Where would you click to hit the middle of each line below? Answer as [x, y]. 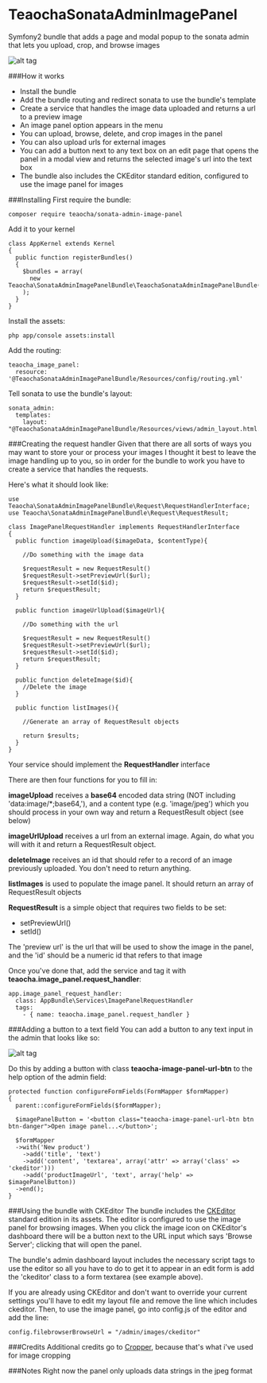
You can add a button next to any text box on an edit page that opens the [139, 150]
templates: [33, 415]
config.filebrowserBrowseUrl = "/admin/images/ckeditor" [104, 1332]
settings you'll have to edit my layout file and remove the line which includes [133, 1300]
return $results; [51, 736]
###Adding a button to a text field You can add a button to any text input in [131, 1029]
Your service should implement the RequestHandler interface [109, 764]
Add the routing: [35, 350]
